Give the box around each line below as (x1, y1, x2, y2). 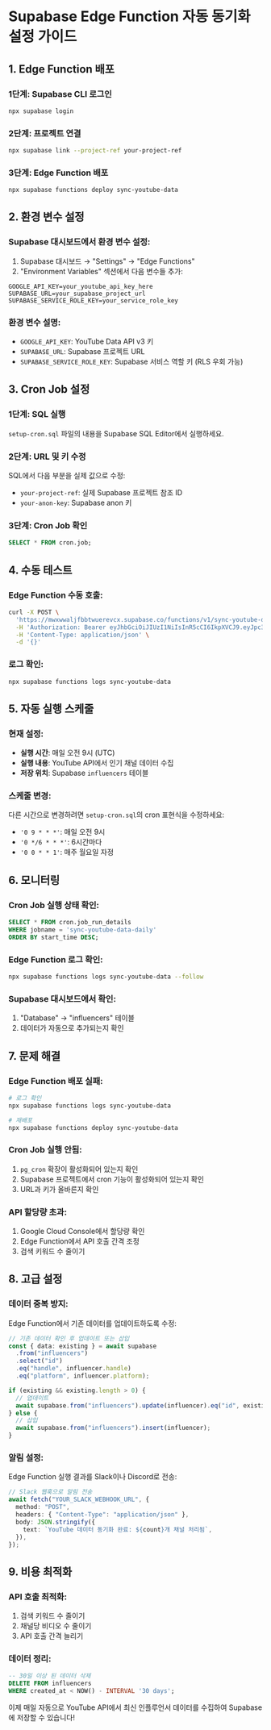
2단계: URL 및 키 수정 (8, 451, 86, 462)
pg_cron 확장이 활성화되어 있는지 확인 (19, 1164, 139, 1173)
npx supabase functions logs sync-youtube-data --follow (8, 973, 204, 981)
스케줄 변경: (8, 790, 52, 802)
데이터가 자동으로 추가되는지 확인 (19, 1023, 124, 1033)
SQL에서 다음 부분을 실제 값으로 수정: (8, 471, 126, 481)
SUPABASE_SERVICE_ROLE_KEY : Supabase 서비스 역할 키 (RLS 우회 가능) (19, 356, 244, 367)
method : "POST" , (15, 1503, 70, 1511)
